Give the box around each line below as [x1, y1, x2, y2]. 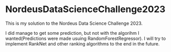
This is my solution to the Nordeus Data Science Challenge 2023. [5, 20, 143, 26]
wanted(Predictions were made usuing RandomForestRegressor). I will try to [5, 35, 166, 41]
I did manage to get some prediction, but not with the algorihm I [5, 30, 140, 36]
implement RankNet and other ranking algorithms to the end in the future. [5, 40, 160, 46]
